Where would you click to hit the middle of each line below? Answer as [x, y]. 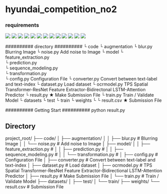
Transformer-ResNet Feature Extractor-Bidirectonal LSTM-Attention [75, 90]
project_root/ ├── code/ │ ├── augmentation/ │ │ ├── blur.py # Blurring [81, 138]
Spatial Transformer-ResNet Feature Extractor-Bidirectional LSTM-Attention [84, 171]
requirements [22, 25]
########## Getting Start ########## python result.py [65, 110]
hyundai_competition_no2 [61, 9]
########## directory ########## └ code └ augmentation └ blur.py [79, 47]
